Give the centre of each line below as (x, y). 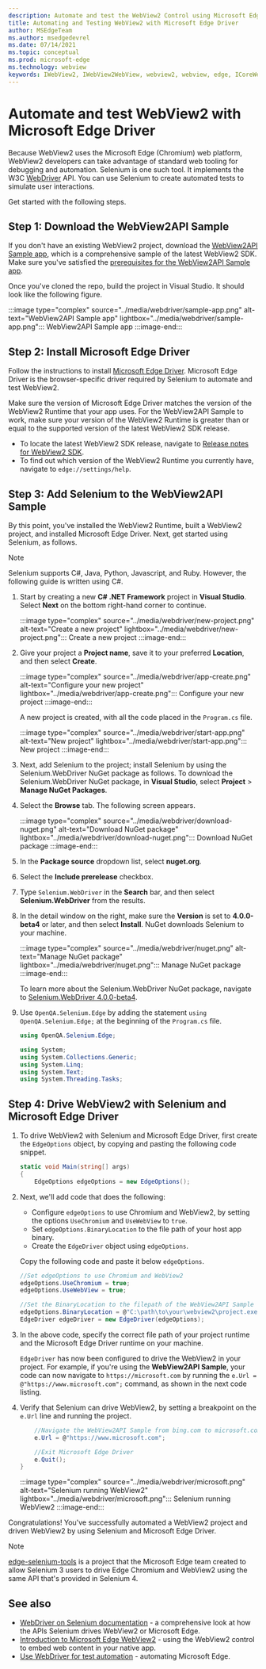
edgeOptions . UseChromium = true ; (75, 1283)
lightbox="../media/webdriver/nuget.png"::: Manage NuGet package (130, 965)
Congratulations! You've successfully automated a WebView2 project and (128, 1522)
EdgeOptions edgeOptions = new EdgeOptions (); (112, 1181)
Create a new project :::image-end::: (127, 637)
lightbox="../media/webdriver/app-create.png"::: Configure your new (131, 693)
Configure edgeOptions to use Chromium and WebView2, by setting (141, 1212)
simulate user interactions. (51, 186)
